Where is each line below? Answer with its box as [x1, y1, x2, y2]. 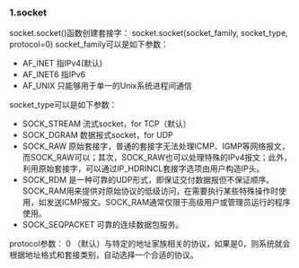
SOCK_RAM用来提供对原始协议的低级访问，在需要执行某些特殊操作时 [22, 186, 279, 196]
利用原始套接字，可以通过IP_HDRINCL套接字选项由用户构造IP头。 [22, 163, 265, 174]
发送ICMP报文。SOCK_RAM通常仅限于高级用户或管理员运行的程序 [46, 197, 291, 208]
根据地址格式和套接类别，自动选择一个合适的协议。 [9, 249, 198, 261]
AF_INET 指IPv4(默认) [22, 58, 103, 69]
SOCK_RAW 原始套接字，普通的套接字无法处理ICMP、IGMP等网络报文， [22, 141, 290, 151]
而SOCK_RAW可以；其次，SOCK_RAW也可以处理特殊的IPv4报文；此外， [22, 152, 293, 163]
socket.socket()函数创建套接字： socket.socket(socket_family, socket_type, [9, 28, 289, 39]
